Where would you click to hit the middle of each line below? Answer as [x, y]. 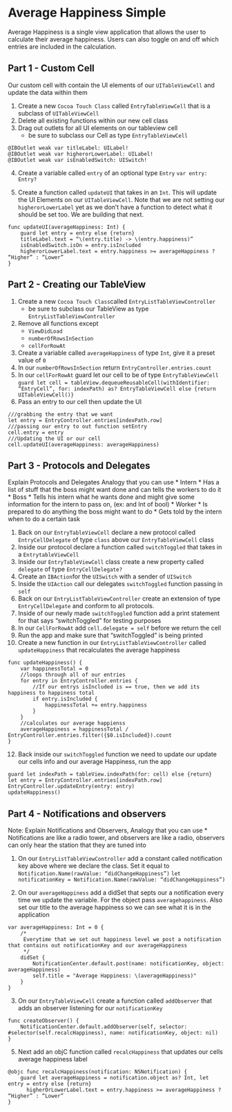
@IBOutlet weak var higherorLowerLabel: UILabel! [81, 154]
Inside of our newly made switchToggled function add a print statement [119, 613]
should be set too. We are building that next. [81, 214]
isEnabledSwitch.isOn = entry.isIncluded [80, 245]
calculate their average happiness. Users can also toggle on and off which [114, 39]
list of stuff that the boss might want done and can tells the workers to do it [115, 490]
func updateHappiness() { [45, 663]
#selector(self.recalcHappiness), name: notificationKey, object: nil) [113, 1033]
